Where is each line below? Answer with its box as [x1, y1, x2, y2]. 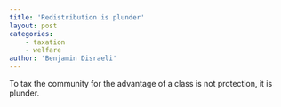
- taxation [25, 37, 66, 47]
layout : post [9, 21, 58, 30]
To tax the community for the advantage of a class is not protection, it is [9, 79, 273, 88]
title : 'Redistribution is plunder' [9, 12, 145, 22]
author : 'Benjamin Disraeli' [9, 54, 117, 63]
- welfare [25, 46, 62, 55]
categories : [9, 29, 53, 38]
